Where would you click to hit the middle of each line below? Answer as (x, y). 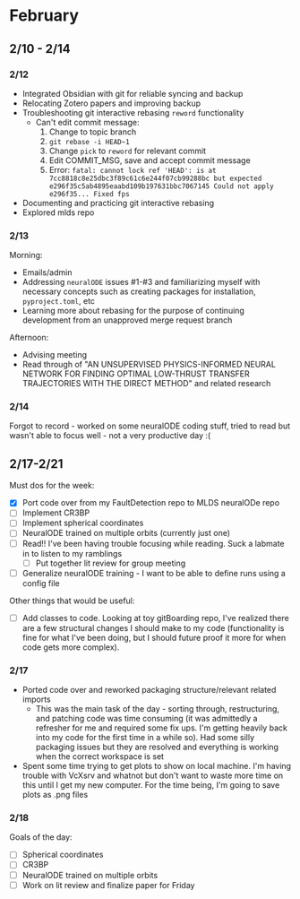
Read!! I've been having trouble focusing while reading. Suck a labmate (153, 543)
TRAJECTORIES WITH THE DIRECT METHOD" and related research (146, 384)
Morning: (26, 255)
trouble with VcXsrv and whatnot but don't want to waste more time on (153, 775)
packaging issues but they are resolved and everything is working (157, 747)
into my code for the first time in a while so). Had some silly (145, 738)
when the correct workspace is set (99, 756)
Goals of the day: (41, 837)
